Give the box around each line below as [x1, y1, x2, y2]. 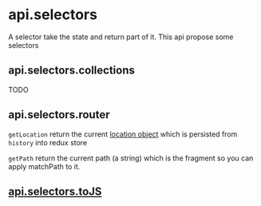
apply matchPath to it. [8, 161, 81, 171]
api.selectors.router [8, 108, 110, 121]
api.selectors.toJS [8, 184, 102, 198]
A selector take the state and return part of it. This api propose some [8, 32, 234, 42]
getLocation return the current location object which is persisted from [8, 129, 238, 139]
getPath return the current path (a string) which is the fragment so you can [8, 153, 254, 163]
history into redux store [8, 137, 88, 147]
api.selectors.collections [8, 64, 136, 77]
